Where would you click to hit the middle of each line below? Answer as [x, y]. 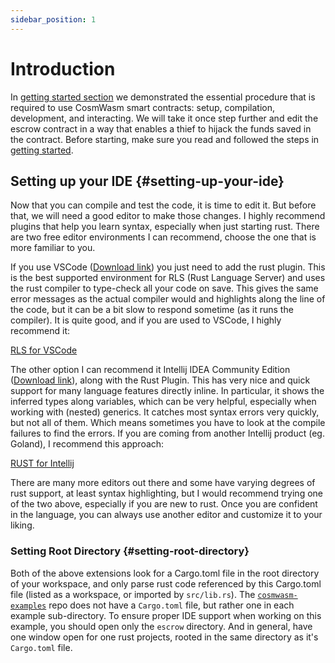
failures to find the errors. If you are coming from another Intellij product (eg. [167, 433]
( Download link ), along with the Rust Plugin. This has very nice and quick [160, 380]
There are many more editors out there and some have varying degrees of [163, 483]
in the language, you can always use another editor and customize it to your [166, 515]
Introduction [63, 68]
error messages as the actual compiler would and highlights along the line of [168, 299]
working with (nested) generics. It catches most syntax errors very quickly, [165, 412]
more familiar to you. [53, 248]
